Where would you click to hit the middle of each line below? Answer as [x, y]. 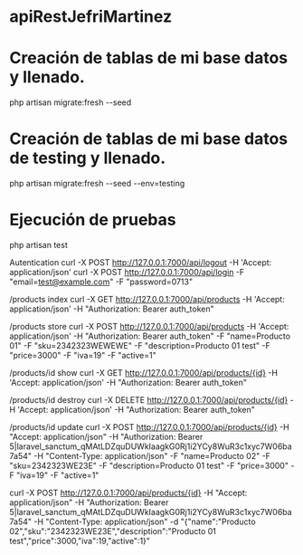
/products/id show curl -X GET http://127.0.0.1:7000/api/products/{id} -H [144, 373]
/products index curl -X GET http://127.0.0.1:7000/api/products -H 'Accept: [147, 299]
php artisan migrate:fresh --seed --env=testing [97, 184]
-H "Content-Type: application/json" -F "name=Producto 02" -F [152, 456]
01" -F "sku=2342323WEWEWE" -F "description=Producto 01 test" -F [140, 345]
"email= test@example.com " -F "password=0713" [101, 282]
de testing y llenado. [88, 158]
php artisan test [38, 245]
